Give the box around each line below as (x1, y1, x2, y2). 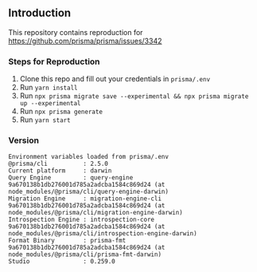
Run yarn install (19, 83, 78, 93)
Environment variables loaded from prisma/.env (8, 153, 169, 161)
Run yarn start (19, 115, 71, 124)
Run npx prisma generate (19, 107, 103, 116)
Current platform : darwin (8, 167, 112, 175)
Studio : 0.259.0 (8, 258, 115, 266)
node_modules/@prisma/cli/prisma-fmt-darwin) (8, 250, 162, 258)
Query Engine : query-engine (8, 174, 134, 182)
